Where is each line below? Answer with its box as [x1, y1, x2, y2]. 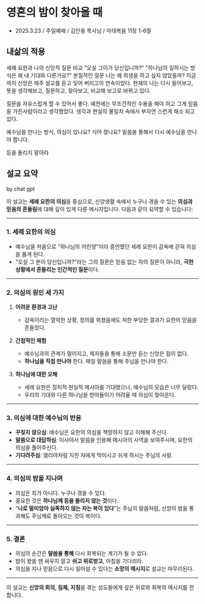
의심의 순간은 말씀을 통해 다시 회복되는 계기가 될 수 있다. [15, 550, 148, 557]
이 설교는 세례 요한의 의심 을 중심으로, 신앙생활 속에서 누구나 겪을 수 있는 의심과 [6, 197, 193, 205]
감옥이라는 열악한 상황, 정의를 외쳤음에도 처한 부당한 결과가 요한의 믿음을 [24, 316, 197, 324]
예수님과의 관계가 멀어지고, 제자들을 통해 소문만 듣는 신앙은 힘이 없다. [24, 350, 189, 358]
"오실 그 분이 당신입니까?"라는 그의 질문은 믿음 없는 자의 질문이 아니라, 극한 [15, 258, 194, 265]
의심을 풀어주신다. [15, 444, 58, 451]
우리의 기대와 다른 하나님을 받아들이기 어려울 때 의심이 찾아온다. [24, 391, 176, 399]
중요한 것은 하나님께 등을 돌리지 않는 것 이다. [15, 496, 119, 504]
